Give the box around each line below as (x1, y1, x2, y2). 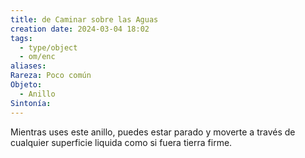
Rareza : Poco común (10, 71, 92, 81)
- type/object (19, 42, 78, 53)
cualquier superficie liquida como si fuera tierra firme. (10, 136, 233, 148)
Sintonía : (10, 98, 52, 108)
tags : (10, 33, 33, 43)
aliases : (10, 61, 47, 71)
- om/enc (19, 52, 56, 62)
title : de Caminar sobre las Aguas (10, 14, 159, 25)
